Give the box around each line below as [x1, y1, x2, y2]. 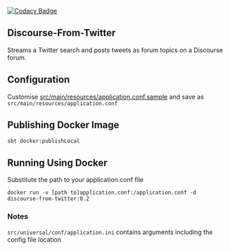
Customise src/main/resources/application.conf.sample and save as [7, 92, 204, 101]
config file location [7, 235, 62, 243]
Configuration [7, 74, 70, 86]
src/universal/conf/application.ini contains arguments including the [7, 228, 213, 236]
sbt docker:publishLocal [7, 137, 80, 145]
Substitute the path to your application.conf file [7, 176, 144, 184]
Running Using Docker [7, 157, 108, 169]
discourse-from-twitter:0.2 [7, 195, 90, 202]
